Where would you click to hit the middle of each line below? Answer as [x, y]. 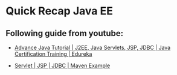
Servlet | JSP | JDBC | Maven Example [62, 65]
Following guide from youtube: [65, 33]
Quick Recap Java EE [59, 11]
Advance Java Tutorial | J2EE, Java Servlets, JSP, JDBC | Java [92, 47]
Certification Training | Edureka [53, 54]
